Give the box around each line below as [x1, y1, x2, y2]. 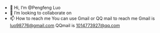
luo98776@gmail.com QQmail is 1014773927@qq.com [9, 23, 120, 28]
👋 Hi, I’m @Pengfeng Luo [9, 5, 61, 10]
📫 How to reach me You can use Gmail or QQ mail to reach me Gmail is [9, 15, 155, 21]
